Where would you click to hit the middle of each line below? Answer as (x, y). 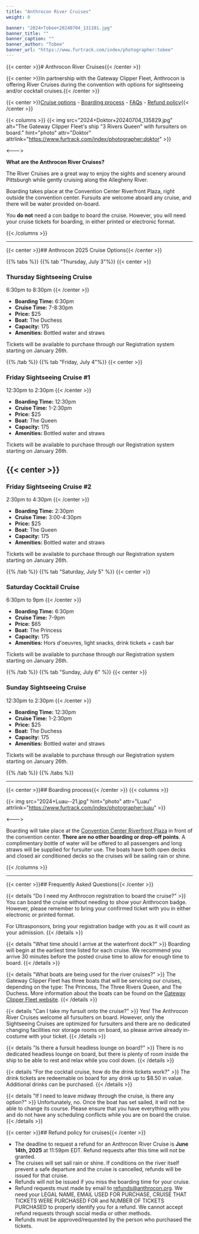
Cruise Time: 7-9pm (40, 618)
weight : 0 (18, 17)
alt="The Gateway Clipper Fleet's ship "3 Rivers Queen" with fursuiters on (97, 126)
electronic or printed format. (41, 915)
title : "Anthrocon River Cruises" (49, 12)
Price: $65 (28, 624)
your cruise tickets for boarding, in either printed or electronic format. (91, 221)
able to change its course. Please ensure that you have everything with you (98, 1108)
